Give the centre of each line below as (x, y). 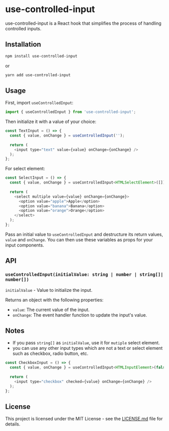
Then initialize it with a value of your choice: (51, 121)
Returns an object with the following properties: (55, 300)
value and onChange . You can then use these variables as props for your (79, 239)
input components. (25, 245)
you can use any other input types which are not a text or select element (88, 348)
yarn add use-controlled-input (38, 75)
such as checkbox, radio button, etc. (50, 353)
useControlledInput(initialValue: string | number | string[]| (84, 275)
